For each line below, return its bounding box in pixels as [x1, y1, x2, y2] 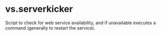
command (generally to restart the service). [5, 25, 96, 31]
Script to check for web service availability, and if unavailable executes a [5, 20, 156, 26]
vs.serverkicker [5, 3, 73, 15]
